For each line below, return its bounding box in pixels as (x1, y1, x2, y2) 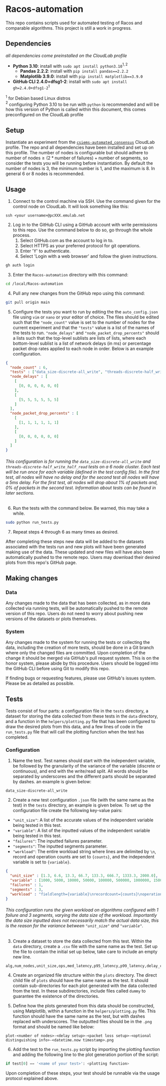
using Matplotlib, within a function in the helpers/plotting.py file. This (12, 1008, 156, 1014)
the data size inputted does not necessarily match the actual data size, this (5, 917, 159, 923)
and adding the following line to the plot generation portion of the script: (12, 1051, 159, 1057)
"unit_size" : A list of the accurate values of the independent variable (12, 817, 154, 823)
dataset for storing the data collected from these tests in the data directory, (5, 713, 158, 719)
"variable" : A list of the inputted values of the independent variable (12, 827, 150, 834)
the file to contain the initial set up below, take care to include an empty (12, 949, 158, 954)
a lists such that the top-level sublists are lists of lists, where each (12, 335, 146, 341)
